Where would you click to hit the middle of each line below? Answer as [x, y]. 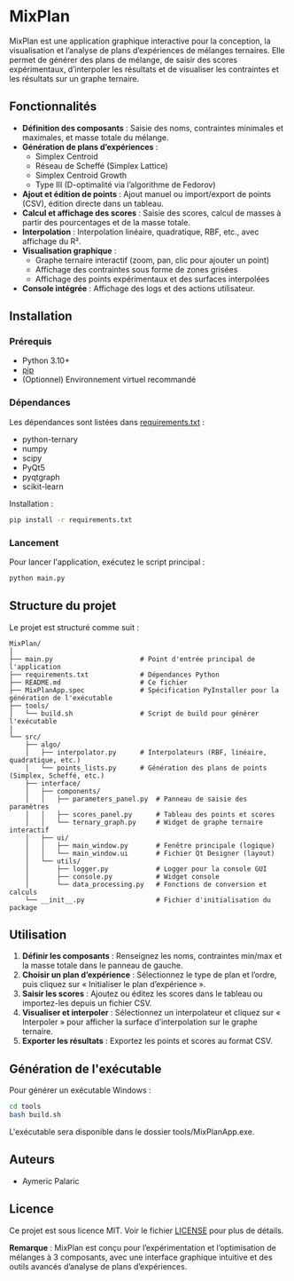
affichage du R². [51, 241]
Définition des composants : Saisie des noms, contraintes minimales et [153, 128]
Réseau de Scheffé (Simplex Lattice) [101, 165]
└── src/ [25, 737]
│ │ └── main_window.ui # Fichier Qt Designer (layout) [150, 853]
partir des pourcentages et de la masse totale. [106, 222]
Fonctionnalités [53, 107]
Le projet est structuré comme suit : [74, 627]
